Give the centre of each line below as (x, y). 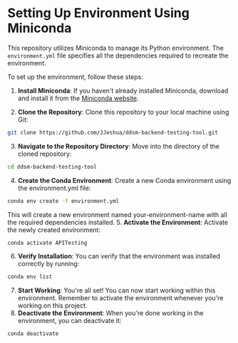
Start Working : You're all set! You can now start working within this (117, 290)
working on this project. (52, 306)
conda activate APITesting (47, 243)
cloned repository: (45, 154)
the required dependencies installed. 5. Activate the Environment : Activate (118, 222)
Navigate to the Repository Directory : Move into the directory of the (118, 146)
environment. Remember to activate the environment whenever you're (120, 298)
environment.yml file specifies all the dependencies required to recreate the (118, 56)
